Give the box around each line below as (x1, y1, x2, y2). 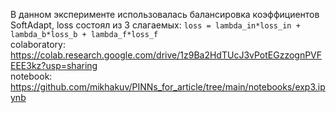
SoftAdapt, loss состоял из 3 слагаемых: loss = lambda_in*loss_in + (10, 19, 301, 31)
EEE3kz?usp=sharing (10, 60, 98, 71)
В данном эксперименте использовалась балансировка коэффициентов (10, 9, 320, 20)
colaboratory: (10, 39, 66, 50)
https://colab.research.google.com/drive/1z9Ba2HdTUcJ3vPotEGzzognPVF (10, 49, 323, 61)
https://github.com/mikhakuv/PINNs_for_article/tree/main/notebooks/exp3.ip (10, 81, 326, 93)
